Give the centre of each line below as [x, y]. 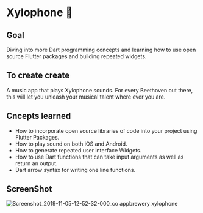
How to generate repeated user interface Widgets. [78, 150]
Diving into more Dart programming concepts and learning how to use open [101, 50]
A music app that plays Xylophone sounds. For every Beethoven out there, [100, 90]
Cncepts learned [39, 116]
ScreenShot [29, 189]
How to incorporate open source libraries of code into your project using [106, 130]
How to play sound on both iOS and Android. [71, 144]
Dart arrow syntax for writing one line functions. [75, 170]
